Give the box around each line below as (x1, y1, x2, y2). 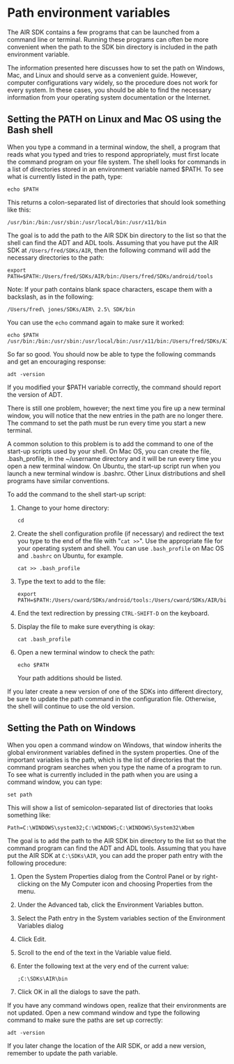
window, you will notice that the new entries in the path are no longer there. (7, 411, 224, 419)
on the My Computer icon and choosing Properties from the (41, 879, 213, 888)
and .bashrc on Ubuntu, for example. (17, 551, 123, 560)
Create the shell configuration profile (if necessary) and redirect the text (17, 529, 224, 538)
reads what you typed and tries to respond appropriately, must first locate (7, 150, 219, 158)
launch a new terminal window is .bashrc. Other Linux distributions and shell (7, 469, 226, 478)
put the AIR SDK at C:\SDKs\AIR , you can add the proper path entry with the (7, 851, 223, 859)
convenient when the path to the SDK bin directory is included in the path (7, 42, 218, 51)
